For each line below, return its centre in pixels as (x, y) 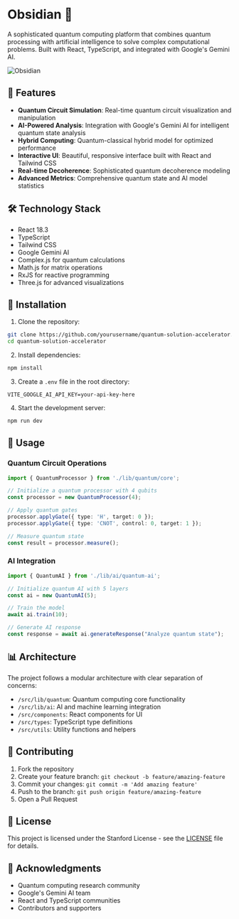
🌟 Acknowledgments (54, 868)
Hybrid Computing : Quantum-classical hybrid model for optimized (115, 140)
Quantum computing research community (79, 886)
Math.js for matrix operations (60, 267)
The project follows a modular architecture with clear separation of (105, 677)
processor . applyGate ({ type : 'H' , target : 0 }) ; (81, 517)
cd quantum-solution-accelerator (57, 342)
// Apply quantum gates (43, 510)
